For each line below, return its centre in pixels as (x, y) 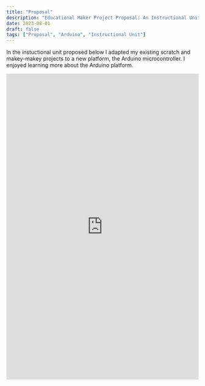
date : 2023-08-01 (28, 23)
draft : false (23, 29)
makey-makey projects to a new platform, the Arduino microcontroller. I (96, 59)
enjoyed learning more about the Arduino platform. (70, 65)
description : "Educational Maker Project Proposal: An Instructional (97, 18)
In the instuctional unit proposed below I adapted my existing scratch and (99, 52)
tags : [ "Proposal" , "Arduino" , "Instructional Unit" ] (76, 35)
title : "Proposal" (30, 12)
